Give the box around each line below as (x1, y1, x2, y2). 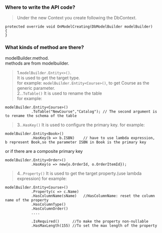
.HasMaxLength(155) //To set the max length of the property (31, 223, 158, 228)
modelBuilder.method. (5, 55, 49, 61)
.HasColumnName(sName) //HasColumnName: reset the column (31, 193, 155, 198)
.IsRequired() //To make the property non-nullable (31, 219, 149, 224)
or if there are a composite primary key (5, 148, 83, 154)
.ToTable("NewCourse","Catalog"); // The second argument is (31, 109, 158, 114)
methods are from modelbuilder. (5, 60, 69, 66)
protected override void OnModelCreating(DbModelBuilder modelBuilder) (5, 24, 153, 29)
